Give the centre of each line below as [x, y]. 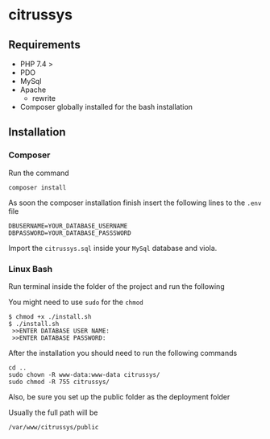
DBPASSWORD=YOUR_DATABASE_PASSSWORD [70, 233]
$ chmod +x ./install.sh [50, 316]
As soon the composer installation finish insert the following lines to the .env [135, 203]
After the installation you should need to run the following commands [123, 353]
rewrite [44, 98]
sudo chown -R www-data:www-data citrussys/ [84, 374]
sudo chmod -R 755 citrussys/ [59, 382]
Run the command [39, 173]
